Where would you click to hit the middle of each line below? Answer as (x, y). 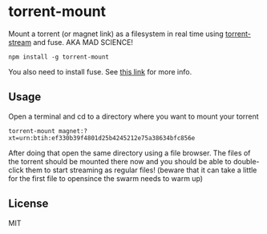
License (28, 204)
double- (246, 161)
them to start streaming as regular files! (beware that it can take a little (141, 170)
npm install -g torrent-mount (59, 57)
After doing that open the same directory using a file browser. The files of (129, 153)
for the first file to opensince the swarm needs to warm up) (105, 178)
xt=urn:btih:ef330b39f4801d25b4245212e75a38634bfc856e (102, 138)
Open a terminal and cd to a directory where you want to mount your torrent (133, 116)
